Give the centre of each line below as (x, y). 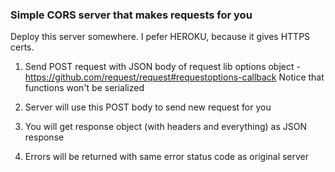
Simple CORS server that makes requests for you (131, 15)
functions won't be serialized (84, 88)
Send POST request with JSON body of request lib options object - (162, 67)
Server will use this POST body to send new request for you (148, 107)
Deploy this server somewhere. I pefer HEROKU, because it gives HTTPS (160, 37)
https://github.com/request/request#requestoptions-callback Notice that (174, 77)
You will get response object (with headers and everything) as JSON (165, 127)
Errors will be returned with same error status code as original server (167, 157)
